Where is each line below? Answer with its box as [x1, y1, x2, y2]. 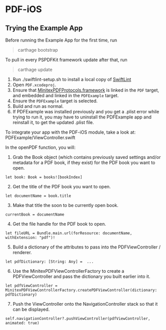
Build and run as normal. [12, 103, 64, 109]
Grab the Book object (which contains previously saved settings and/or [12, 154, 161, 160]
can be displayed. [12, 306, 50, 312]
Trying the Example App [5, 24, 83, 32]
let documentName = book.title [5, 193, 71, 198]
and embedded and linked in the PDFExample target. [12, 93, 119, 98]
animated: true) [5, 320, 39, 325]
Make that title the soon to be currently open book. [12, 202, 119, 208]
